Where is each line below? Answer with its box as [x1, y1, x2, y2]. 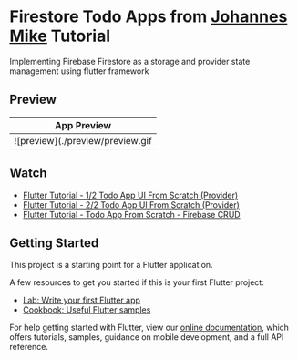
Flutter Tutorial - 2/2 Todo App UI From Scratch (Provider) [22, 199, 240, 210]
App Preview [54, 118, 112, 131]
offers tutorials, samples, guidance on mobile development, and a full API [9, 332, 284, 343]
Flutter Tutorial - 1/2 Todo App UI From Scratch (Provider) [22, 190, 239, 200]
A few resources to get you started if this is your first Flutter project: [9, 277, 264, 288]
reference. [9, 342, 48, 353]
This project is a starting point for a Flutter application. [9, 260, 213, 271]
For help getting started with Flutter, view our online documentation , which [9, 322, 290, 333]
